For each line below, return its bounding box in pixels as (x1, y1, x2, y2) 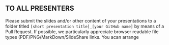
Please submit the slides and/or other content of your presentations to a (5, 17, 156, 24)
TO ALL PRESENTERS (5, 4, 74, 13)
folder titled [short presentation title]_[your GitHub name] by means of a (5, 23, 164, 29)
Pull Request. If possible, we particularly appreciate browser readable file (5, 28, 159, 35)
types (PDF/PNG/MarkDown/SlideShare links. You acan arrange (5, 34, 139, 40)
